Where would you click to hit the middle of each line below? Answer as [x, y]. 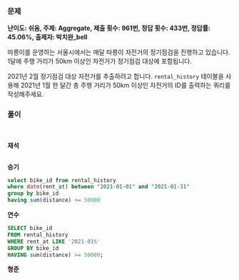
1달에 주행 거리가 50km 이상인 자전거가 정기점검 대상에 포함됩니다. [100, 61]
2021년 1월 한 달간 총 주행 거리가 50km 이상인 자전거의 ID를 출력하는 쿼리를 [126, 85]
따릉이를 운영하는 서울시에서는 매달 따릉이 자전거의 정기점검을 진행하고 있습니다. [119, 52]
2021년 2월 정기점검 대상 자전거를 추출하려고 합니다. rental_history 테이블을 [116, 76]
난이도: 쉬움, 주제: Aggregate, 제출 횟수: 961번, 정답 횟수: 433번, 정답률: [109, 28]
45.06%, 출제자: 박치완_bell [47, 37]
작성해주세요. [26, 94]
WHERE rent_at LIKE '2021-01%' [54, 241]
